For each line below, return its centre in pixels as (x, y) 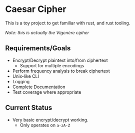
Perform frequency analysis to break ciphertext (61, 71)
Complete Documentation (39, 87)
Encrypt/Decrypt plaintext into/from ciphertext (60, 60)
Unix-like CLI (25, 76)
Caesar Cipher (36, 9)
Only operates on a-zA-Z (45, 125)
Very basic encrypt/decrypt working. (50, 120)
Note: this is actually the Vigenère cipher (47, 32)
